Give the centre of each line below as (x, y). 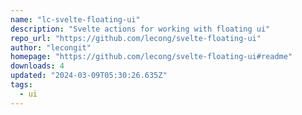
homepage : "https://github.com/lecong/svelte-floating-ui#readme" (151, 57)
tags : (21, 85)
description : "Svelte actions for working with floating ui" (140, 29)
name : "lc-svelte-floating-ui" (75, 19)
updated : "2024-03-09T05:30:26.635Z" (89, 76)
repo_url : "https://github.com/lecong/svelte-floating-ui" (136, 38)
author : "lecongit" (51, 47)
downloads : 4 (37, 66)
